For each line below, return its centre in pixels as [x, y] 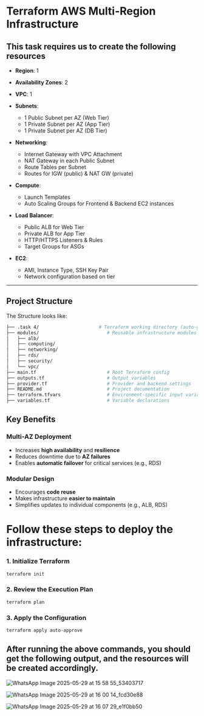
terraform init [25, 574]
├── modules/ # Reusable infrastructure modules [102, 332]
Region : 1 [27, 71]
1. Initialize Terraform [38, 562]
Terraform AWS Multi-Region [81, 11]
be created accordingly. [53, 668]
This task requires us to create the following [91, 46]
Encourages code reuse [45, 492]
